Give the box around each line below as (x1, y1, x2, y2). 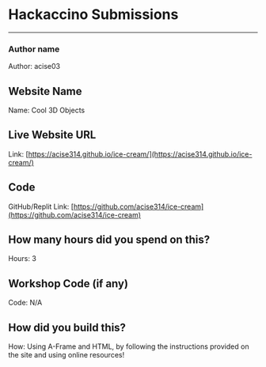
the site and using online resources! (8, 350, 125, 360)
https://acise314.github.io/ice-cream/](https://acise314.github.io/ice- (28, 149, 253, 159)
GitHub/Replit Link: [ (8, 202, 74, 211)
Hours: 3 (8, 254, 37, 263)
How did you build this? (8, 320, 127, 334)
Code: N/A (8, 298, 43, 308)
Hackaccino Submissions (8, 6, 179, 24)
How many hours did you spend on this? (8, 233, 211, 247)
